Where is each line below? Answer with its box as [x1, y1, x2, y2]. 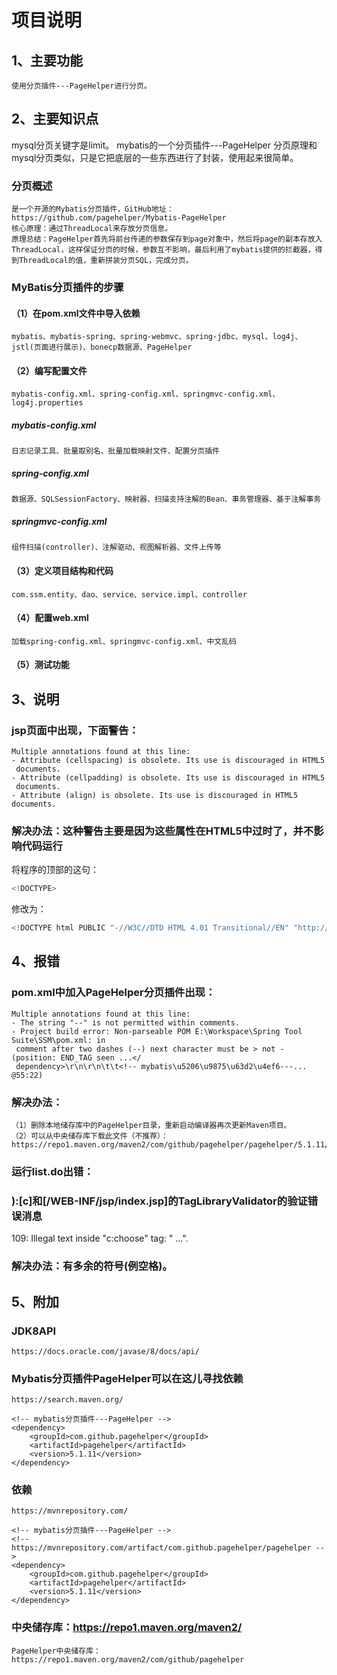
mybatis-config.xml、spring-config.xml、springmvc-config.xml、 [11, 389, 281, 400]
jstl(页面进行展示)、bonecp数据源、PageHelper [11, 342, 193, 353]
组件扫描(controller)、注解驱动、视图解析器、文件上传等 [11, 542, 222, 553]
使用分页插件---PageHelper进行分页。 [11, 81, 152, 91]
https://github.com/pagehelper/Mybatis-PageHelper [11, 213, 227, 223]
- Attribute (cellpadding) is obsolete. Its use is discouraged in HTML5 [11, 773, 326, 783]
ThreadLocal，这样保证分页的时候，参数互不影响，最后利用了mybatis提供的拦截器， [11, 245, 316, 255]
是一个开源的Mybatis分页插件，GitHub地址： [11, 204, 174, 215]
